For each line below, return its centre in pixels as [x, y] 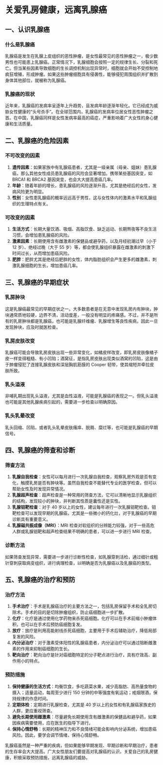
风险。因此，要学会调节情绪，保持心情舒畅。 [57, 735]
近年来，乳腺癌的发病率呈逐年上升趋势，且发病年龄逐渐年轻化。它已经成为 [79, 106]
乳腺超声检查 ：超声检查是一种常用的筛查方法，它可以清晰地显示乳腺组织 [84, 495]
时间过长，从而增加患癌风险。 [42, 253]
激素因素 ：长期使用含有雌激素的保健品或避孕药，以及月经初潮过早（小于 [84, 241]
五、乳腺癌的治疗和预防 [40, 580]
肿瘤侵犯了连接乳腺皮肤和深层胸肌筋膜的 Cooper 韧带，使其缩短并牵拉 [79, 365]
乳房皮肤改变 [20, 341]
